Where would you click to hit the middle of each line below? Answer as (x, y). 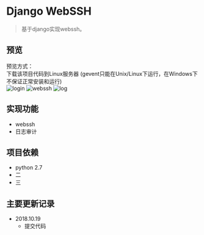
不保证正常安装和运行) (34, 81)
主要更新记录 (31, 203)
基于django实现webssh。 (53, 29)
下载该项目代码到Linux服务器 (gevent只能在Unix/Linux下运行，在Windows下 (102, 73)
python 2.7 (29, 168)
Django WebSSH (49, 11)
